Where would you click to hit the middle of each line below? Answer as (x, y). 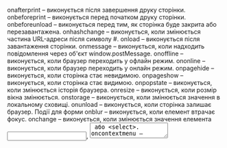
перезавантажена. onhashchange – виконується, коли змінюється (104, 32)
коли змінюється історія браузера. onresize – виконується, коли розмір (112, 90)
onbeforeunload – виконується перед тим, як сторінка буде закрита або (112, 24)
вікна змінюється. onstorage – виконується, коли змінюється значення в (114, 97)
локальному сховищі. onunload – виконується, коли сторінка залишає (109, 104)
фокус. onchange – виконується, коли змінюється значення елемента (109, 119)
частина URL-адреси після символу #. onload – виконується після (104, 39)
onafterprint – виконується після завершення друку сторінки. (96, 10)
